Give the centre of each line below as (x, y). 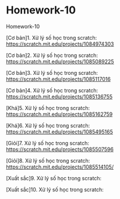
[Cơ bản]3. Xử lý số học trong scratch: (52, 73)
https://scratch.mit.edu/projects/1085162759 (59, 114)
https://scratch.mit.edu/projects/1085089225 (60, 61)
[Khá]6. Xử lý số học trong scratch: (48, 125)
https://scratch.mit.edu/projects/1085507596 (60, 149)
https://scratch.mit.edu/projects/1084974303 (60, 44)
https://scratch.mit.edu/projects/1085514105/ (60, 167)
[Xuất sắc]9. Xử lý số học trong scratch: (54, 178)
